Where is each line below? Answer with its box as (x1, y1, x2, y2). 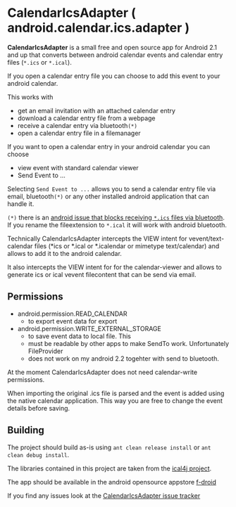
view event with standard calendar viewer (17, 163, 139, 172)
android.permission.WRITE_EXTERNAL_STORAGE (17, 324, 162, 333)
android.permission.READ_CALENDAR (17, 309, 128, 318)
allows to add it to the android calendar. (7, 249, 122, 257)
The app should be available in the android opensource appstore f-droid (7, 477, 217, 486)
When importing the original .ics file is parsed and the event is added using (7, 389, 225, 397)
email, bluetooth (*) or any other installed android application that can (7, 192, 209, 200)
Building (7, 424, 44, 437)
